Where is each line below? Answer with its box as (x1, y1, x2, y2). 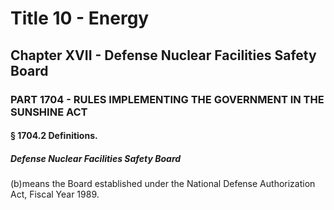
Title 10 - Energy (10, 7, 150, 30)
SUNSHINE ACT (10, 105, 88, 119)
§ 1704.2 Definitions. (10, 130, 98, 142)
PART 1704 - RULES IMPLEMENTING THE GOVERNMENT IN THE (10, 92, 325, 106)
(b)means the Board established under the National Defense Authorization (10, 178, 316, 190)
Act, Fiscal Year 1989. (10, 188, 100, 201)
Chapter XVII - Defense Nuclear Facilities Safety (10, 47, 317, 64)
